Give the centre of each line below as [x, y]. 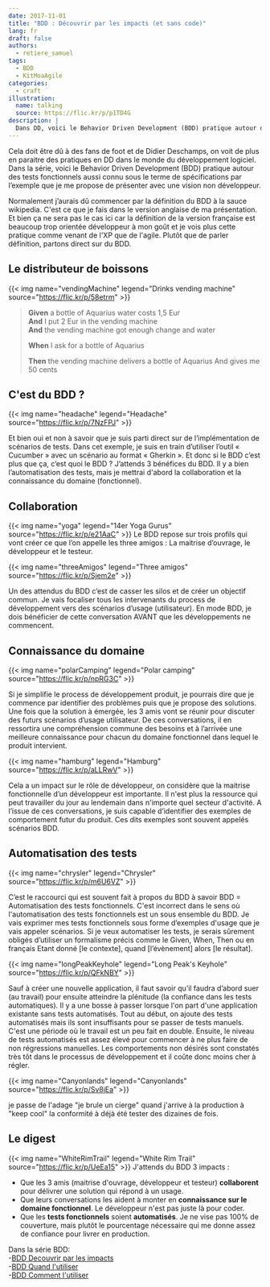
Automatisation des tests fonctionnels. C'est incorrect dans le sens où [124, 905]
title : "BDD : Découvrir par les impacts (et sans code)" [107, 23]
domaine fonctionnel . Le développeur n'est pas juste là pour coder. [132, 1208]
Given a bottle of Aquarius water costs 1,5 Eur [104, 312]
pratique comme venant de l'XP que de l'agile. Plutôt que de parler [119, 235]
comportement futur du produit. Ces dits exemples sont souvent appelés [129, 819]
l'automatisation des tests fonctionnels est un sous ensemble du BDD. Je [129, 914]
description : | [34, 121]
